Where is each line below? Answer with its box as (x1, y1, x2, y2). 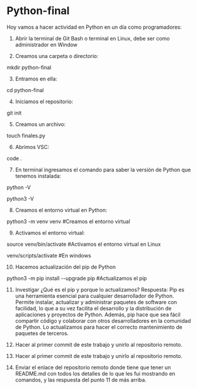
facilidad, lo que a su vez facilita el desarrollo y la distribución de (15, 305, 172, 312)
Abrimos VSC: (15, 143, 49, 150)
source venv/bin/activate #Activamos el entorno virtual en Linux (6, 241, 161, 248)
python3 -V (6, 195, 34, 202)
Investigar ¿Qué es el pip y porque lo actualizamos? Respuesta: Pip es (15, 286, 185, 293)
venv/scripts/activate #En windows (6, 252, 91, 259)
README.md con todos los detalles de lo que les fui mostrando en (15, 370, 175, 377)
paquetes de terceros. (15, 330, 69, 337)
